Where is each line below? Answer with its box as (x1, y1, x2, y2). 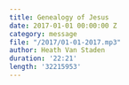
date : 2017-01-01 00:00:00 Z (9, 21, 117, 30)
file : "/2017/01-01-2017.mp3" (9, 37, 122, 47)
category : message (9, 29, 77, 38)
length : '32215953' (9, 63, 82, 72)
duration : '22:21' (9, 54, 77, 63)
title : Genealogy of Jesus (9, 12, 109, 22)
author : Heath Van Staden (9, 46, 105, 55)
